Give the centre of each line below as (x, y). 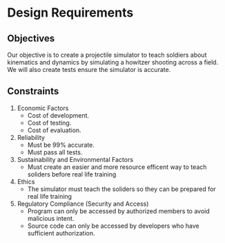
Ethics (26, 181)
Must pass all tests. (55, 152)
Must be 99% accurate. (61, 145)
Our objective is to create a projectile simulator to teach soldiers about (107, 55)
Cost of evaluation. (54, 130)
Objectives (31, 38)
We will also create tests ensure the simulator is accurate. (89, 70)
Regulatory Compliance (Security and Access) (83, 204)
